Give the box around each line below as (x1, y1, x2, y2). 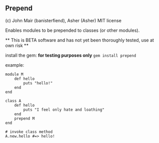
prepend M (14, 116, 35, 121)
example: (5, 62, 24, 68)
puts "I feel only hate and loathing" (23, 107, 105, 112)
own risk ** (5, 42, 29, 49)
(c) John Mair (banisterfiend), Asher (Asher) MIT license (5, 17, 122, 23)
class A (5, 98, 22, 103)
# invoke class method (5, 129, 53, 134)
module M (5, 72, 24, 77)
